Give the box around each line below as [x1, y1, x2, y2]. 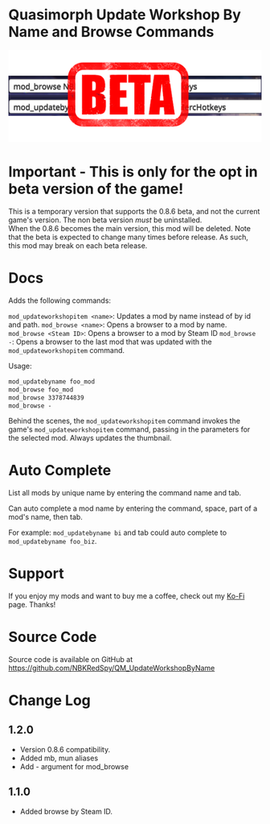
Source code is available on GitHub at [8, 654, 133, 664]
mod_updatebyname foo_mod [8, 378, 95, 386]
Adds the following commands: [8, 296, 111, 305]
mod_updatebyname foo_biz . [8, 536, 97, 546]
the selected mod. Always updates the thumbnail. [8, 433, 172, 443]
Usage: [8, 361, 32, 371]
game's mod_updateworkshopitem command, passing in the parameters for [8, 424, 251, 434]
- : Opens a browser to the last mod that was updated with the [8, 337, 212, 347]
